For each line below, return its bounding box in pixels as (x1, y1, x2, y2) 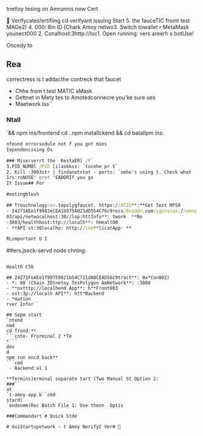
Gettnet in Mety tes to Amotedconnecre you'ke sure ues (15, 94, 156, 101)
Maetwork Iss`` (15, 100, 53, 107)
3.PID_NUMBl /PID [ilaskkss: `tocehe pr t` (6, 163, 119, 169)
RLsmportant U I (6, 236, 47, 242)
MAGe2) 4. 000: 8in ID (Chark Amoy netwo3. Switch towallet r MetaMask (6, 24, 190, 30)
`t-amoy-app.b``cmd (6, 392, 56, 398)
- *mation (6, 296, 32, 302)
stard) (6, 397, 23, 404)
